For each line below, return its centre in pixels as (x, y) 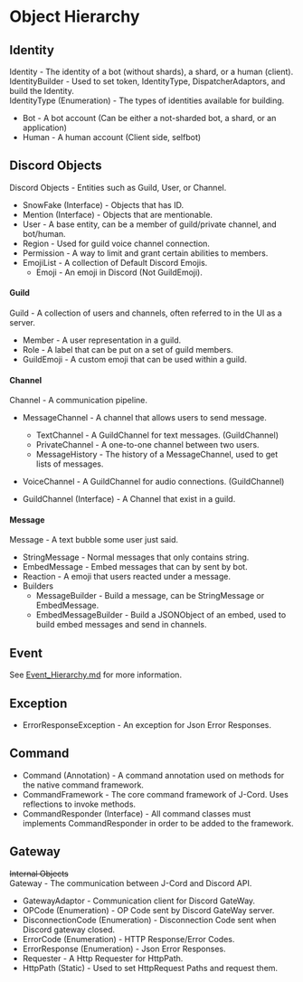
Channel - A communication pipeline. (78, 401)
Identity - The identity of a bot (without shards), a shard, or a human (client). (151, 71)
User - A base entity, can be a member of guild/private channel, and (150, 224)
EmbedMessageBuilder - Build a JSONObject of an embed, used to (161, 615)
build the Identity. (42, 91)
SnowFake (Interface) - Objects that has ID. (103, 204)
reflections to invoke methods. (79, 804)
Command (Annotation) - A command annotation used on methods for (153, 775)
